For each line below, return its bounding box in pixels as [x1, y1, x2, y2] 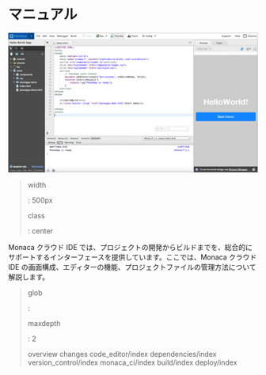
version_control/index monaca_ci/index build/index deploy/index [27, 358, 237, 367]
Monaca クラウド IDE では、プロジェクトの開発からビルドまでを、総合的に [8, 243, 253, 252]
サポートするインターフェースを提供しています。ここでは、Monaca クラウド [8, 252, 257, 262]
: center [27, 226, 54, 236]
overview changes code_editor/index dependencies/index [27, 350, 217, 359]
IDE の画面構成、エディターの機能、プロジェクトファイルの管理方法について [8, 263, 256, 272]
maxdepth [27, 319, 61, 328]
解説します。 [8, 272, 50, 282]
